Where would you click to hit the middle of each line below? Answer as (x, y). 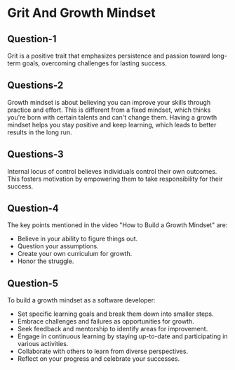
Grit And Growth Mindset (81, 13)
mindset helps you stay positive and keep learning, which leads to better (112, 125)
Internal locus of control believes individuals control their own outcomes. (112, 171)
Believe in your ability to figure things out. (78, 239)
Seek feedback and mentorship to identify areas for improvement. (113, 329)
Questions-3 (36, 154)
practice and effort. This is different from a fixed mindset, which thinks (109, 110)
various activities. (43, 344)
